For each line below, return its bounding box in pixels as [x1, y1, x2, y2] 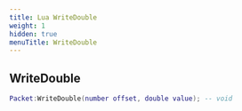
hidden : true [9, 29, 58, 38]
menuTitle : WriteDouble [9, 37, 98, 47]
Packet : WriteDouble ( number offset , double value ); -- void [9, 94, 233, 103]
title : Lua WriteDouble [9, 12, 98, 22]
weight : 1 [9, 21, 46, 30]
